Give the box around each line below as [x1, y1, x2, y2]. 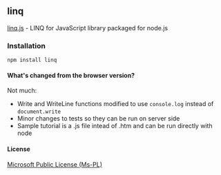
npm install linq [7, 56, 57, 64]
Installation [7, 41, 46, 50]
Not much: [7, 86, 37, 95]
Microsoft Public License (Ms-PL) [7, 160, 102, 168]
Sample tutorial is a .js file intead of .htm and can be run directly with [17, 122, 213, 130]
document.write [17, 108, 61, 116]
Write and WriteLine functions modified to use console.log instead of [17, 100, 214, 108]
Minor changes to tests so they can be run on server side [17, 114, 180, 123]
